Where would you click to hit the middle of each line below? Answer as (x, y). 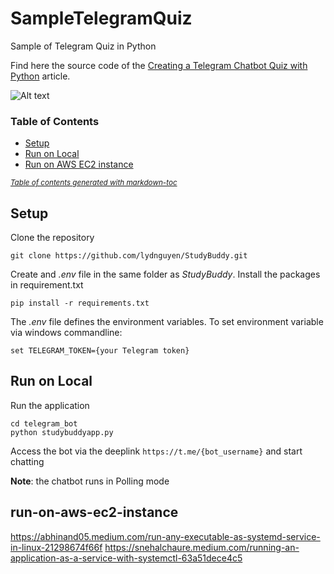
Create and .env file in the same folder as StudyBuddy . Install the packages (165, 274)
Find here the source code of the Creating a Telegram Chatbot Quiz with (159, 65)
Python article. (40, 76)
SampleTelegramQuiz (101, 18)
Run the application (50, 405)
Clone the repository (52, 238)
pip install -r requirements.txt (80, 303)
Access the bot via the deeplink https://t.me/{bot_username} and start (156, 451)
